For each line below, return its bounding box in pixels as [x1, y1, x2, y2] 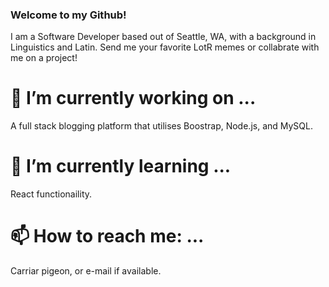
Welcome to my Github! [10, 8, 127, 22]
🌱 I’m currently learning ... [10, 155, 232, 178]
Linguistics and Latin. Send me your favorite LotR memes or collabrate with [10, 41, 320, 53]
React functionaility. [10, 188, 93, 200]
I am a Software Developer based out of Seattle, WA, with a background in [10, 31, 317, 43]
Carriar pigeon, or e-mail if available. [10, 265, 162, 277]
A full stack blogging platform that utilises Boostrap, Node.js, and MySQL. [10, 120, 313, 132]
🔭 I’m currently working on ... [10, 87, 257, 110]
